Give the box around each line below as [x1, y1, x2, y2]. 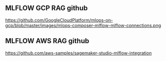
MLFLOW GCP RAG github [5, 4, 88, 12]
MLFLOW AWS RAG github [5, 37, 89, 45]
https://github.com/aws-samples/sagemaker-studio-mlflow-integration [5, 50, 152, 56]
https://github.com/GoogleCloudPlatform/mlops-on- [5, 17, 113, 23]
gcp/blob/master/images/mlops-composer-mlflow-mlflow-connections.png [5, 22, 161, 28]
